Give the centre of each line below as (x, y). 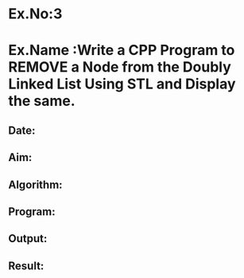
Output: (28, 239)
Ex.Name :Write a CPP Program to (122, 51)
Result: (26, 266)
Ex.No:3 (35, 14)
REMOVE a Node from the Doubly (120, 67)
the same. (42, 101)
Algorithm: (35, 184)
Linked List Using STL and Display (122, 84)
